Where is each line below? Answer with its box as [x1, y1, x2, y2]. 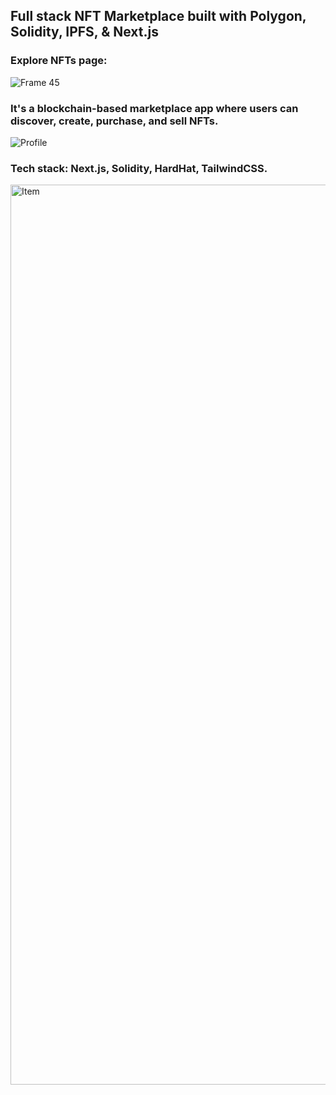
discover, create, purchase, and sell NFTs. [10, 114, 219, 128]
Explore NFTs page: [10, 54, 108, 68]
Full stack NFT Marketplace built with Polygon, [10, 8, 307, 25]
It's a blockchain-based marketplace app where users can [10, 101, 299, 115]
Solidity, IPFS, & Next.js [10, 24, 159, 41]
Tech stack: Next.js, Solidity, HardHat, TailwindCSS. [10, 161, 268, 175]
